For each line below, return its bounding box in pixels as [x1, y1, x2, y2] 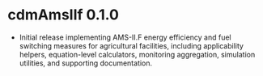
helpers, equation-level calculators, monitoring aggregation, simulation [19, 49, 256, 59]
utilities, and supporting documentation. [19, 58, 153, 68]
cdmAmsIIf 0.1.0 [7, 6, 119, 24]
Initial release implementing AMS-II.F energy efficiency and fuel [19, 32, 231, 42]
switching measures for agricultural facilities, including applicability [19, 40, 244, 50]
